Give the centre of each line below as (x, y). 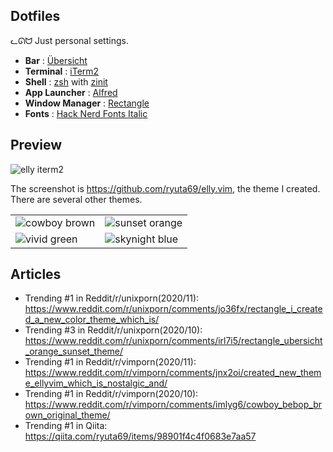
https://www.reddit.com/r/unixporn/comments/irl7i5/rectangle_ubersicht (173, 341)
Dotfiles (35, 16)
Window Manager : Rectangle (87, 103)
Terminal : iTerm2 (62, 71)
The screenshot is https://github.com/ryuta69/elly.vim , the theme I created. (165, 188)
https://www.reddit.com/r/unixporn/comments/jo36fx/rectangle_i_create (173, 309)
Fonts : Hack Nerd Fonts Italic (86, 113)
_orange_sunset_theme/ (74, 351)
